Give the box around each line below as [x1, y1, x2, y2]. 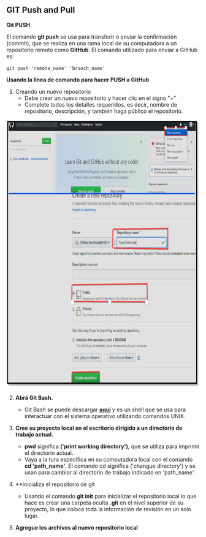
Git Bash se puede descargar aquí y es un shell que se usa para [24, 406, 186, 413]
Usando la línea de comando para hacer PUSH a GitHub [6, 76, 150, 83]
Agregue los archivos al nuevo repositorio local [15, 524, 138, 531]
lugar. [24, 512, 39, 519]
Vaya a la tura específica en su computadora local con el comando [24, 455, 193, 463]
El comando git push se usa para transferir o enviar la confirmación [6, 33, 177, 40]
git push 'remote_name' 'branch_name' [6, 65, 105, 71]
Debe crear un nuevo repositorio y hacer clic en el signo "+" [24, 94, 177, 102]
